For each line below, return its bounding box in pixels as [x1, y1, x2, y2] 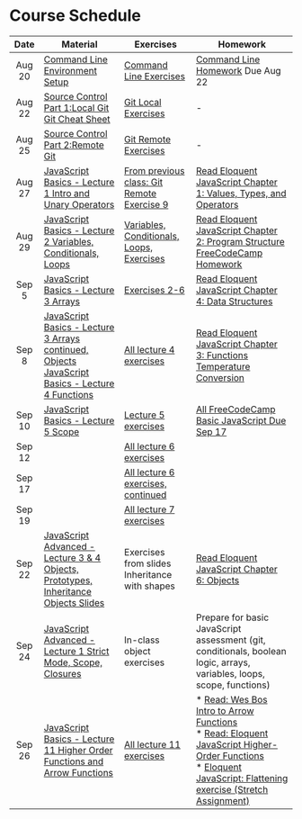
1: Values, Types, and [196, 186, 287, 199]
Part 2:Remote [43, 139, 105, 151]
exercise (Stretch [196, 783, 269, 796]
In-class [124, 634, 160, 646]
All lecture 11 [124, 738, 182, 751]
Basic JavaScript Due [196, 414, 287, 427]
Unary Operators [43, 198, 115, 211]
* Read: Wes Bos [196, 693, 268, 706]
